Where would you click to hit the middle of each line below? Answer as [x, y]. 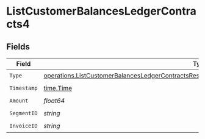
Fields [18, 47]
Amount [19, 101]
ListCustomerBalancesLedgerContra [102, 11]
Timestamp [23, 88]
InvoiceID [23, 126]
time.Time [58, 88]
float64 [54, 101]
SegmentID [23, 113]
